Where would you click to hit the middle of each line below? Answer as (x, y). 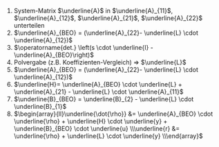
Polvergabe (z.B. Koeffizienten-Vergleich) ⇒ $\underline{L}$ (100, 62)
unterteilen (29, 25)
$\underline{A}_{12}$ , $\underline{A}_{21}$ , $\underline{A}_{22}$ (108, 18)
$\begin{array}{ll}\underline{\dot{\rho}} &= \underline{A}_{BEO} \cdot (113, 114)
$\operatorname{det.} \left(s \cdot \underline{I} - (83, 47)
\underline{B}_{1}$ (40, 106)
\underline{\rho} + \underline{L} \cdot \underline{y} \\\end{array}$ (108, 136)
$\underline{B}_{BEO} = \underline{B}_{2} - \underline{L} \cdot (104, 99)
